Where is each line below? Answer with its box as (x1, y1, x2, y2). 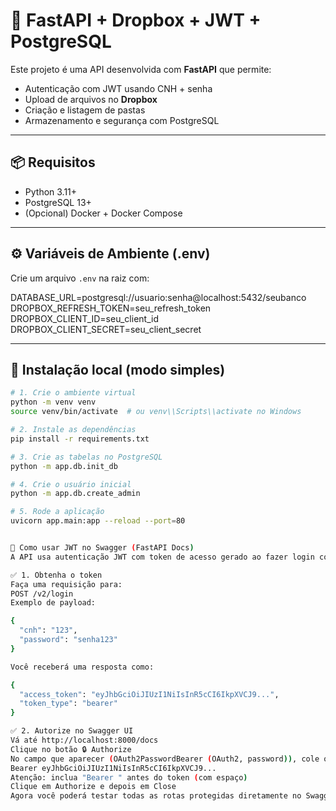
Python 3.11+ (24, 185, 78, 198)
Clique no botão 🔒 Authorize (10, 744, 132, 754)
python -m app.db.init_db (10, 461, 118, 471)
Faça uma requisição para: (10, 579, 123, 589)
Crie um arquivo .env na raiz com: (10, 272, 150, 284)
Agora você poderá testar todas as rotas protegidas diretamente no (10, 791, 302, 801)
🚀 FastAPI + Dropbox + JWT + (10, 9, 262, 32)
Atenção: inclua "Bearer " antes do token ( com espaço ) (10, 772, 248, 783)
